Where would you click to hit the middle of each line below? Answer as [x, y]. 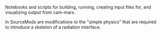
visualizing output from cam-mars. [40, 12]
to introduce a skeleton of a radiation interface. [53, 27]
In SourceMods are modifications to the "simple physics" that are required [81, 22]
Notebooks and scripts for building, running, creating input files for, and [78, 7]
